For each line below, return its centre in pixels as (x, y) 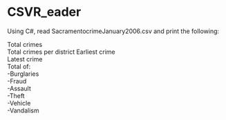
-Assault (19, 88)
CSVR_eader (44, 12)
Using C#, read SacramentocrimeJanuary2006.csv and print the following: (113, 31)
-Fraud (17, 81)
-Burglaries (23, 74)
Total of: (19, 66)
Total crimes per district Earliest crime (61, 52)
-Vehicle (19, 103)
